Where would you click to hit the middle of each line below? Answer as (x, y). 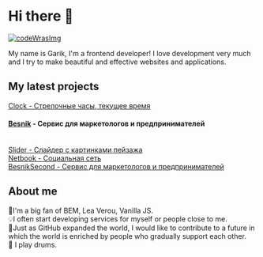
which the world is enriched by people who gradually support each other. (128, 236)
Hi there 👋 (41, 16)
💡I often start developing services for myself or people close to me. (118, 219)
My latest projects (54, 87)
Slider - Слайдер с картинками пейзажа (75, 149)
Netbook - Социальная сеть (55, 158)
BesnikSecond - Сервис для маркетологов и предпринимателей (116, 166)
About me (33, 192)
